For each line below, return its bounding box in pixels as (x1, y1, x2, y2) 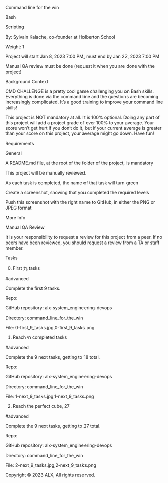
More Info (5, 215, 26, 220)
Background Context (5, 79, 49, 84)
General (5, 150, 22, 156)
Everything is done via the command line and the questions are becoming (5, 94, 159, 99)
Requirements (5, 141, 34, 146)
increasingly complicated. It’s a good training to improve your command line (5, 99, 163, 105)
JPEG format (5, 205, 32, 211)
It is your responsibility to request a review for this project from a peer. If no (5, 234, 163, 240)
